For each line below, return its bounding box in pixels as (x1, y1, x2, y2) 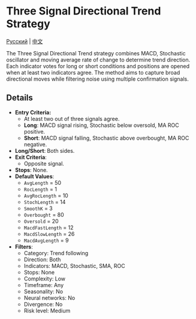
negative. (23, 140, 47, 148)
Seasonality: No (23, 288, 64, 295)
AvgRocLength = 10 (23, 191, 69, 199)
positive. (23, 128, 46, 135)
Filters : (14, 243, 33, 250)
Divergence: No (23, 300, 63, 308)
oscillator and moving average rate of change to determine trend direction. (6, 56, 191, 63)
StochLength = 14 (23, 198, 66, 205)
